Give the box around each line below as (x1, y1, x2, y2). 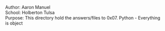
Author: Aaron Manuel (5, 4, 51, 10)
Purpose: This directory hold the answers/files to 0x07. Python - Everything (5, 15, 160, 20)
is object (5, 20, 23, 26)
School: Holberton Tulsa (5, 9, 55, 15)
